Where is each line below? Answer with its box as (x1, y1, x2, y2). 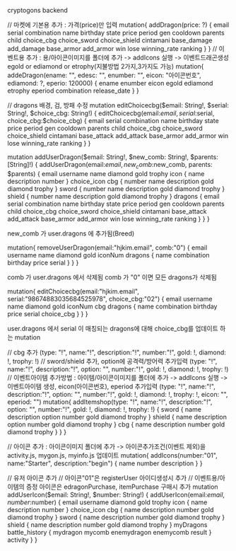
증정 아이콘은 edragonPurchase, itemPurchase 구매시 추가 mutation (25, 482, 218, 491)
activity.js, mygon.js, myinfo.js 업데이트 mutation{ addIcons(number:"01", (7, 451, 218, 459)
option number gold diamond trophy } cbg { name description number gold (7, 420, 225, 429)
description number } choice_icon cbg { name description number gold (7, 505, 214, 514)
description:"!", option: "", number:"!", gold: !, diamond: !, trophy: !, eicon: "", (7, 390, 228, 398)
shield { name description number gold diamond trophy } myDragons (7, 520, 208, 529)
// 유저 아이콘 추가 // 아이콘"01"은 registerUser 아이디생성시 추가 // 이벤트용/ (7, 473, 220, 482)
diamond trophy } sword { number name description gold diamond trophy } (7, 184, 225, 193)
